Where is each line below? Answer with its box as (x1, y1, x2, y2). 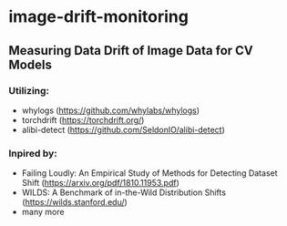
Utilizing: (8, 84, 50, 97)
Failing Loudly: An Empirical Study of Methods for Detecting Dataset (21, 168, 279, 179)
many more (21, 207, 65, 218)
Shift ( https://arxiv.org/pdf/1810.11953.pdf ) (21, 178, 179, 189)
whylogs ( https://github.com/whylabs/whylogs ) (21, 105, 200, 116)
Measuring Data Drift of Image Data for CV (8, 43, 254, 58)
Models (8, 56, 52, 72)
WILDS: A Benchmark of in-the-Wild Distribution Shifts (21, 187, 227, 198)
